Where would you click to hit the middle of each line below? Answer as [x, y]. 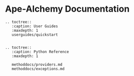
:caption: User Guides [35, 26]
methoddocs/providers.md [37, 64]
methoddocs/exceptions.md [38, 69]
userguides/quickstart [35, 35]
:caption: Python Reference [40, 52]
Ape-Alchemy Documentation [67, 9]
